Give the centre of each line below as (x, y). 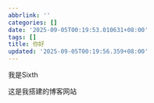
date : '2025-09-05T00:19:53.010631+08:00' (78, 30)
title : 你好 (26, 44)
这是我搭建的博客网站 (42, 91)
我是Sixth (23, 75)
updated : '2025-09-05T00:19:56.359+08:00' (78, 51)
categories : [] (33, 23)
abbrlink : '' (29, 15)
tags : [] (22, 37)
